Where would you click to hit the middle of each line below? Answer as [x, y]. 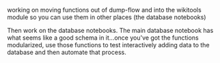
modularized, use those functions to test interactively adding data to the [108, 45]
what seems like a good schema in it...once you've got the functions [103, 38]
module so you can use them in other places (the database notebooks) [107, 17]
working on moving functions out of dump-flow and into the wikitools [104, 10]
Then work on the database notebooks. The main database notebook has [110, 30]
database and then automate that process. [67, 52]
